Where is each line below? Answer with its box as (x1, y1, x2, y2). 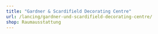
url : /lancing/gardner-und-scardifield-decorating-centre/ (6, 14, 153, 20)
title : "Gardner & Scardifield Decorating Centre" (6, 8, 132, 14)
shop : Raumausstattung (6, 19, 61, 25)
